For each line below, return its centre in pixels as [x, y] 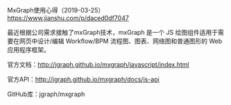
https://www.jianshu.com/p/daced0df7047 [68, 18]
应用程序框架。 [28, 50]
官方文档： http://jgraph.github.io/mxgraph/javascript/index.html [98, 64]
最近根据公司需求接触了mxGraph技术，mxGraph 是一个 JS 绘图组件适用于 [113, 32]
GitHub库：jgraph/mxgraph [46, 94]
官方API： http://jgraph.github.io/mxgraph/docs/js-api [83, 79]
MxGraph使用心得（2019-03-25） [56, 10]
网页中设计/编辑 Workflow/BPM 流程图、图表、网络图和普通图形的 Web [121, 41]
